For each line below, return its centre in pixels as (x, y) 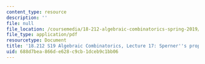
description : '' (27, 18)
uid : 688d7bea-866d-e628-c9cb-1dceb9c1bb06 (63, 52)
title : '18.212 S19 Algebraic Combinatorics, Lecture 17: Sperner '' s (97, 46)
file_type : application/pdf (42, 35)
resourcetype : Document (37, 40)
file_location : (26, 29)
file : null (20, 23)
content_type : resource (37, 12)
